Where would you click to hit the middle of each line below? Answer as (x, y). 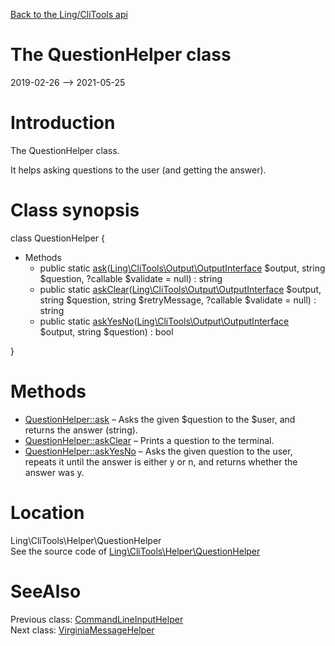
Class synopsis (75, 210)
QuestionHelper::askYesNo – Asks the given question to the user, (158, 451)
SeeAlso (46, 591)
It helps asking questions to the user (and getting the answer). (138, 170)
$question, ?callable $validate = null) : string (131, 278)
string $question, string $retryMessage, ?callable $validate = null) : (178, 300)
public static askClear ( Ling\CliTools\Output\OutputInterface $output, (180, 289)
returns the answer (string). (81, 430)
